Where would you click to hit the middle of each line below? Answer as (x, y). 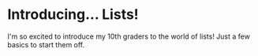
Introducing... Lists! (73, 15)
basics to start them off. (46, 44)
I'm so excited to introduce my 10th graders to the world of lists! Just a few (129, 36)
